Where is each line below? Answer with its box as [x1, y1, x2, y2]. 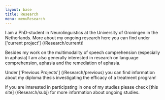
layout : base [5, 7, 32, 12]
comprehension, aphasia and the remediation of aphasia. [5, 60, 121, 66]
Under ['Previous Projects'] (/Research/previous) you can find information [5, 70, 155, 75]
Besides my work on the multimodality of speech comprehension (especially [5, 50, 160, 55]
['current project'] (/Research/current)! [5, 40, 84, 46]
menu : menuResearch [5, 16, 45, 21]
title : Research [5, 12, 38, 17]
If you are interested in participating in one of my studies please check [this [5, 84, 159, 90]
